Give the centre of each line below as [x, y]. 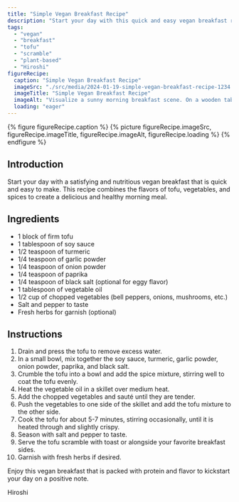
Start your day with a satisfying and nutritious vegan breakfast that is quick [117, 182]
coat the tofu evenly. [48, 382]
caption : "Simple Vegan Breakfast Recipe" [78, 80]
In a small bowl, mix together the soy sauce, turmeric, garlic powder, [118, 359]
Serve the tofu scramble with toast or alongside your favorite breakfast [121, 442]
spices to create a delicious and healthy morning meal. [87, 197]
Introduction [36, 164]
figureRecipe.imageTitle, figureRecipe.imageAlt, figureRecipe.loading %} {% [119, 134]
